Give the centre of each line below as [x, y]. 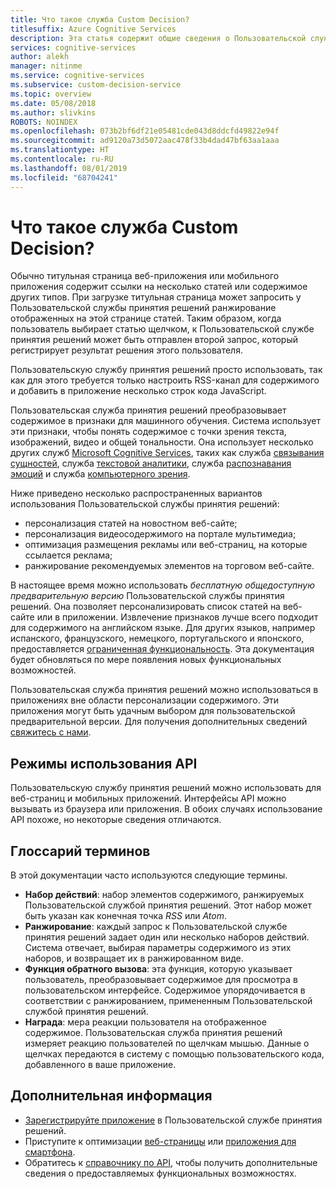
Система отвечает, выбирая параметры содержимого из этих [158, 948]
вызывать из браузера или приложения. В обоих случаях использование [166, 809]
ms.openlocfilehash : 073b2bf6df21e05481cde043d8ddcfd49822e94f [145, 131]
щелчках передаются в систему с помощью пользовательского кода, [174, 1054]
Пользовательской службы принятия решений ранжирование [143, 308]
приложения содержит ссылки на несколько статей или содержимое [159, 287]
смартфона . [50, 1152]
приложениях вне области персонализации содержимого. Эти [144, 700]
